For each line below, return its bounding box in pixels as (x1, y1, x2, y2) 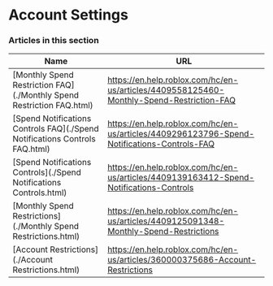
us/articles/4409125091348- (106, 215, 225, 227)
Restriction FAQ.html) (12, 100, 93, 111)
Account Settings (8, 6, 128, 24)
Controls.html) (12, 187, 67, 198)
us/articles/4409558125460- (106, 84, 225, 96)
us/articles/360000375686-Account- (106, 254, 257, 266)
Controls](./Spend (12, 167, 81, 178)
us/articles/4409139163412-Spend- (106, 172, 254, 184)
